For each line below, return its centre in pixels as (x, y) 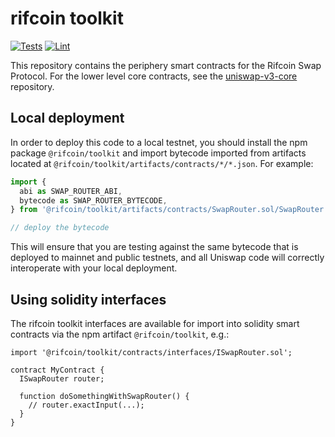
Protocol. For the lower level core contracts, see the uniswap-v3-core (154, 76)
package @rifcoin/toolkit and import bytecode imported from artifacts (158, 153)
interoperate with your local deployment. (94, 268)
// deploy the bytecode (60, 228)
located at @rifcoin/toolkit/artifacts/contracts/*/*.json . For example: (162, 163)
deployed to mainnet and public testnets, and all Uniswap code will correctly (167, 258)
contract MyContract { (57, 370)
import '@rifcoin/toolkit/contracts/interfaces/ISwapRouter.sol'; (151, 352)
